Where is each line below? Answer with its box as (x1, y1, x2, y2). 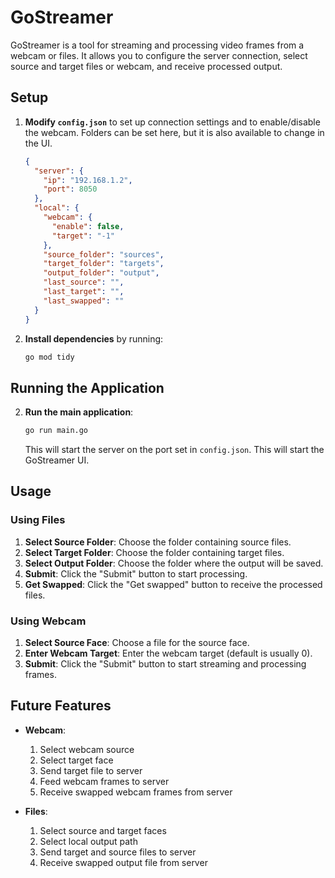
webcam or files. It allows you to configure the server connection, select (10, 49, 308, 61)
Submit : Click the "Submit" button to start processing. (24, 567, 248, 580)
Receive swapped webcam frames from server (39, 786, 233, 798)
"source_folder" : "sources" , (43, 249, 165, 260)
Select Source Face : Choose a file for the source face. (24, 637, 250, 649)
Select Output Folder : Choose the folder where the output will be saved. (24, 557, 324, 569)
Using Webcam (10, 614, 87, 628)
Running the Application (10, 379, 165, 396)
